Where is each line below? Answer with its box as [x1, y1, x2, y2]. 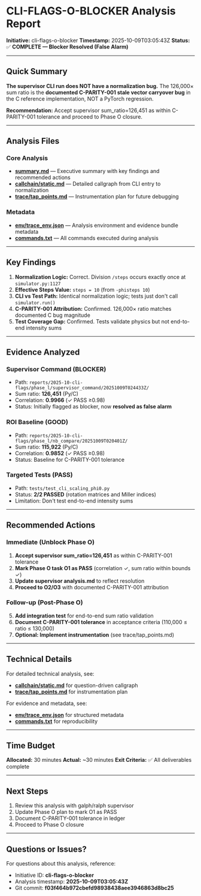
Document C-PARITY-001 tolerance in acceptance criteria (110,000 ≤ [14, 618, 187, 625]
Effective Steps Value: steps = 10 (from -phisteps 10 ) [14, 286, 151, 293]
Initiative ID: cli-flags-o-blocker [14, 871, 95, 879]
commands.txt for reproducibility [14, 718, 98, 725]
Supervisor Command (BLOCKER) [6, 365, 106, 373]
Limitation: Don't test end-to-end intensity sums [14, 497, 133, 504]
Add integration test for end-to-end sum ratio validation [14, 612, 154, 619]
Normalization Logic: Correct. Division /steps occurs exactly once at [14, 273, 186, 280]
